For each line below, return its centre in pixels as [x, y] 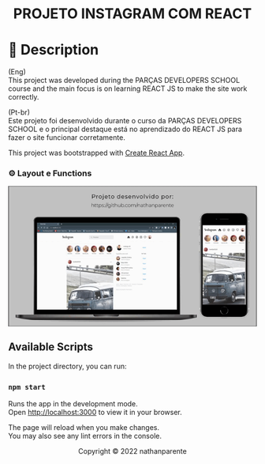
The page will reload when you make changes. [84, 427]
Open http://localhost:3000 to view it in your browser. [95, 412]
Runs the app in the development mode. [73, 403]
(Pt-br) [19, 112]
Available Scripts [50, 347]
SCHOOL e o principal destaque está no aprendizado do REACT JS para [125, 129]
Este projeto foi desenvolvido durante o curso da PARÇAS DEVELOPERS [125, 121]
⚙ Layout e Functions [50, 173]
